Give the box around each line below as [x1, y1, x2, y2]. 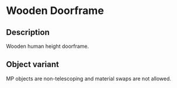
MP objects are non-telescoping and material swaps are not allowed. [6, 75, 171, 82]
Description [6, 27, 50, 37]
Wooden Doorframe [6, 4, 104, 17]
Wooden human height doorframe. [6, 43, 89, 50]
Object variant [6, 59, 60, 69]
